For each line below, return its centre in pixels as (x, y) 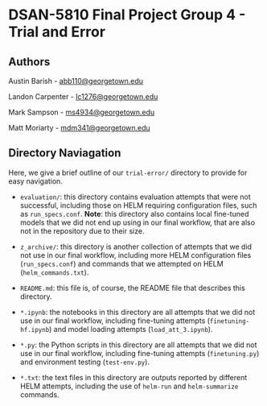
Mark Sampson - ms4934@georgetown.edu (82, 112)
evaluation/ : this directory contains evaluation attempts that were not (135, 197)
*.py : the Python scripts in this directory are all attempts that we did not (138, 345)
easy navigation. (35, 181)
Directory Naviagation (65, 153)
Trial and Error (57, 32)
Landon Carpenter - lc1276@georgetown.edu (83, 97)
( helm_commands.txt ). (54, 272)
